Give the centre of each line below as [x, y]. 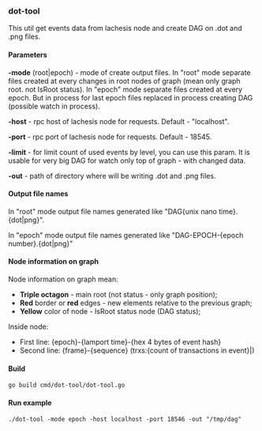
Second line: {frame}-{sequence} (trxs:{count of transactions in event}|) [137, 350]
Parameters [28, 55]
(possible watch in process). [54, 106]
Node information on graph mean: [63, 279]
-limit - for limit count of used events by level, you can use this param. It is [129, 152]
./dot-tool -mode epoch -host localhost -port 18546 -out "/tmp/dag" [125, 420]
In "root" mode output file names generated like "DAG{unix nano [112, 211]
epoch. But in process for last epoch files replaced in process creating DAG [131, 97]
